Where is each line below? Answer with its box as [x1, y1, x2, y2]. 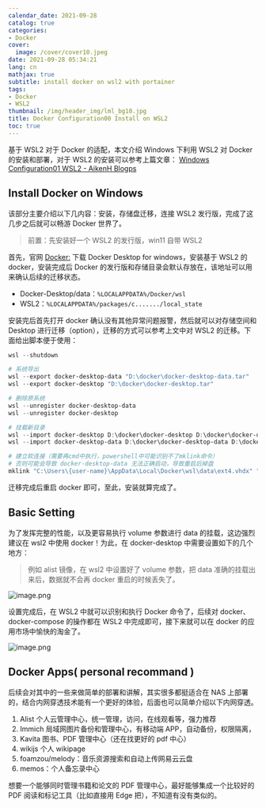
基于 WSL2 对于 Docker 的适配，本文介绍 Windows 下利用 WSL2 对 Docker [8, 144, 253, 154]
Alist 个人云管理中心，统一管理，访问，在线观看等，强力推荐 [19, 714, 217, 723]
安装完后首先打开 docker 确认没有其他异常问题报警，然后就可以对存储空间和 [8, 315, 257, 325]
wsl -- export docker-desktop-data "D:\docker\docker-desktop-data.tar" [8, 373, 249, 381]
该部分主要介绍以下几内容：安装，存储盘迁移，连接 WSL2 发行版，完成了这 [8, 208, 254, 218]
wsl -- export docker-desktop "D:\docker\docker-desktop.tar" [8, 380, 215, 388]
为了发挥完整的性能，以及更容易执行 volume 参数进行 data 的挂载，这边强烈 [8, 528, 256, 537]
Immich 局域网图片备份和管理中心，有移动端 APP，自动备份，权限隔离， [19, 724, 256, 734]
